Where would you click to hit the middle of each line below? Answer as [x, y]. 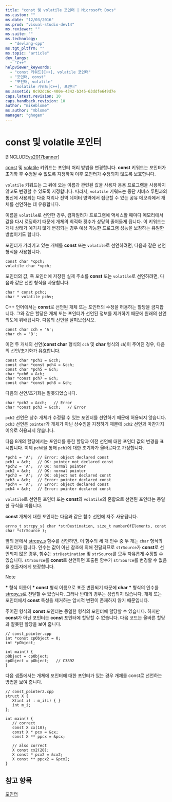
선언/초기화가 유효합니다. [35, 351]
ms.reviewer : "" [23, 29]
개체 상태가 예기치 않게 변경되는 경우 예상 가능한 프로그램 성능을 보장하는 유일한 [85, 228]
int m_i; [21, 705]
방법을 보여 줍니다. [24, 682]
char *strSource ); [26, 531]
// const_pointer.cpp [28, 634]
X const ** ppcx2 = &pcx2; [41, 759]
